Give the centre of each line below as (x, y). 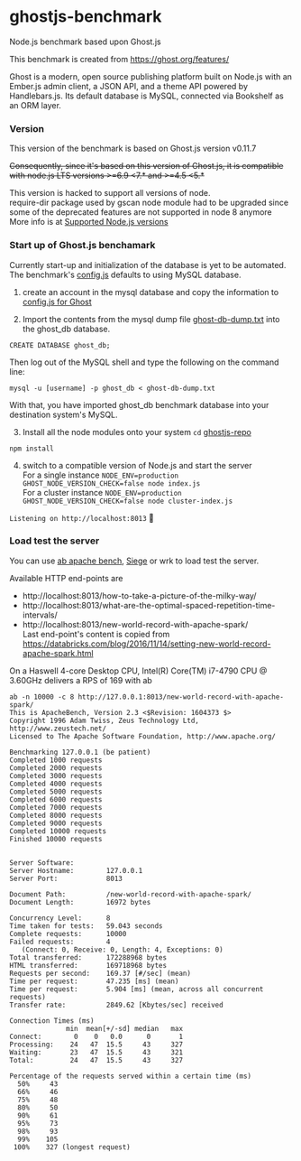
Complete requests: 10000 (68, 933)
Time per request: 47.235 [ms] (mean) (94, 981)
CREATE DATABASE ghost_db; (60, 345)
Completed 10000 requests (58, 831)
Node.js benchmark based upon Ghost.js (85, 42)
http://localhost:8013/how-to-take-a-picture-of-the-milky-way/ (139, 595)
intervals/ (40, 615)
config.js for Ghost (57, 302)
